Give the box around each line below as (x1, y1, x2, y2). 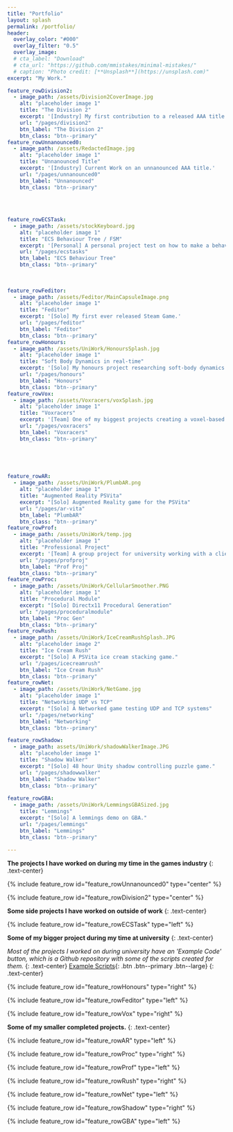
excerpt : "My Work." (7, 74, 67, 82)
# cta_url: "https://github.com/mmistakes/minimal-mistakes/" (13, 62, 197, 69)
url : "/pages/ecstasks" (19, 248, 89, 255)
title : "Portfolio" (7, 10, 64, 17)
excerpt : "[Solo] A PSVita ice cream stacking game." (19, 653, 178, 660)
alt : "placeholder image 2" (19, 641, 101, 648)
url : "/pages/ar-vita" (19, 505, 85, 512)
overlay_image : (13, 49, 58, 56)
